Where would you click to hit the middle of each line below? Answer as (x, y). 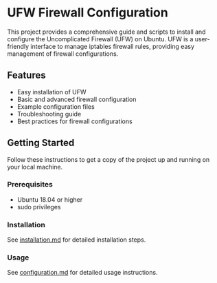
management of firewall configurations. (63, 54)
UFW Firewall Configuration (88, 13)
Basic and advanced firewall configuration (77, 99)
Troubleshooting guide (49, 114)
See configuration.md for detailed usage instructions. (82, 273)
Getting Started (41, 143)
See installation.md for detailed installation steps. (77, 240)
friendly (18, 46)
